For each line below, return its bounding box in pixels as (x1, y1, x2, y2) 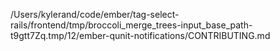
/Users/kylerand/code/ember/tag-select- (10, 9, 180, 20)
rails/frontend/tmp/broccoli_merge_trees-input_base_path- (10, 19, 253, 31)
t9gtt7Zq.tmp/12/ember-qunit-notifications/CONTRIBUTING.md (10, 30, 271, 41)
